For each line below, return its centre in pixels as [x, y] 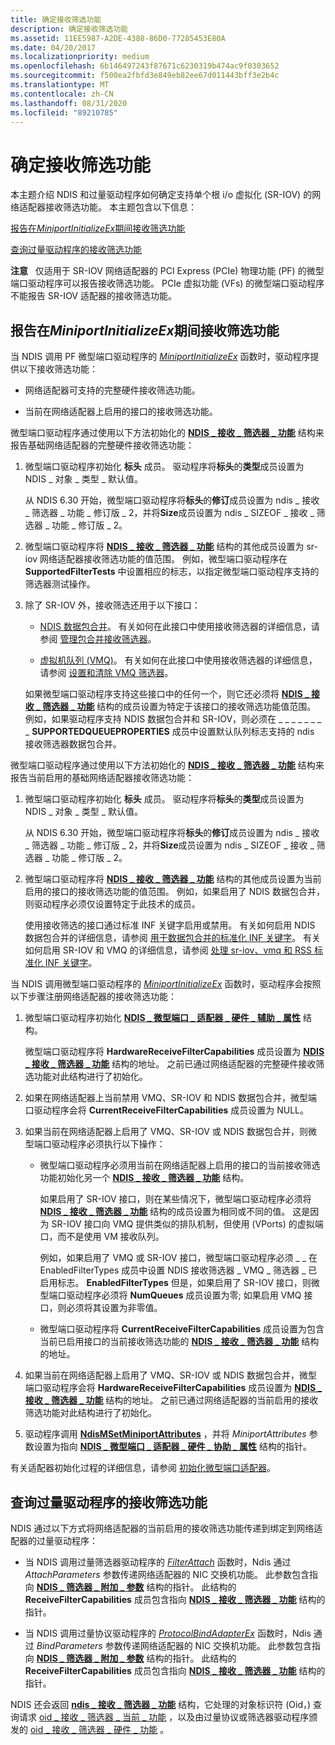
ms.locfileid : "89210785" [64, 112]
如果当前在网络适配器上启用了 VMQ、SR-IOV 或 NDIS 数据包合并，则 [166, 1132]
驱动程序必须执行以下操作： [108, 1144]
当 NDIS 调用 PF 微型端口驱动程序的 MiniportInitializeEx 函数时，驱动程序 [160, 357]
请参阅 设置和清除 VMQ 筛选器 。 [106, 673]
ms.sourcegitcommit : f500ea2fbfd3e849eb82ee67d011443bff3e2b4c [145, 76]
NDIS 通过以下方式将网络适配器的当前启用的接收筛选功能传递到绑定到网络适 [166, 1528]
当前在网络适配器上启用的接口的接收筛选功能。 [121, 412]
